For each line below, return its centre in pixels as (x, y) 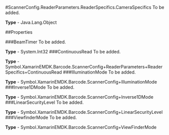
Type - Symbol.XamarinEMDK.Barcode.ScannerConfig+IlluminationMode (81, 82)
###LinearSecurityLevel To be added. (45, 102)
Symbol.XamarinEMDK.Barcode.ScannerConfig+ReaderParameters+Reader (84, 67)
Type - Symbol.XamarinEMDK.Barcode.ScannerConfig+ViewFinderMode (81, 127)
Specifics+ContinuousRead (34, 72)
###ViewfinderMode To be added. (41, 117)
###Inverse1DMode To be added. (40, 87)
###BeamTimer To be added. (36, 42)
